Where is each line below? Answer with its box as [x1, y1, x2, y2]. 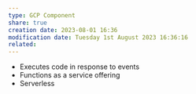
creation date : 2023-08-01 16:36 [8, 26, 118, 34]
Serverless [19, 79, 55, 89]
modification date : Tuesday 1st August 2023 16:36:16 [8, 33, 189, 42]
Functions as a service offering [19, 70, 120, 80]
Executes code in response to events [19, 62, 140, 71]
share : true [8, 19, 47, 27]
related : [8, 41, 37, 49]
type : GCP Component [8, 11, 76, 20]
